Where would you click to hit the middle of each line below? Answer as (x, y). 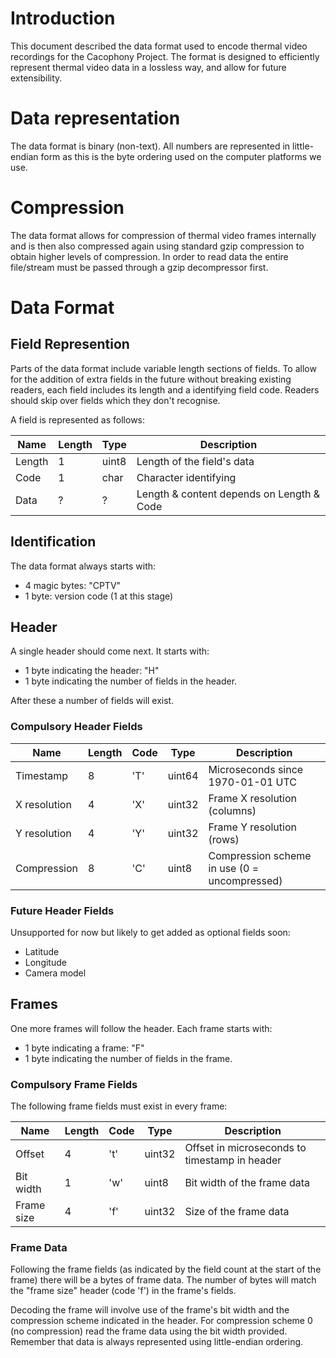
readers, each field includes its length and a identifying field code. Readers (165, 389)
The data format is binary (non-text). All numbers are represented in (150, 146)
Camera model (55, 973)
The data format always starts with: (83, 566)
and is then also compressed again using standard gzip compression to (157, 246)
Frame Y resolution (252, 827)
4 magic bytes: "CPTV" (73, 585)
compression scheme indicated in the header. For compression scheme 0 (161, 1321)
